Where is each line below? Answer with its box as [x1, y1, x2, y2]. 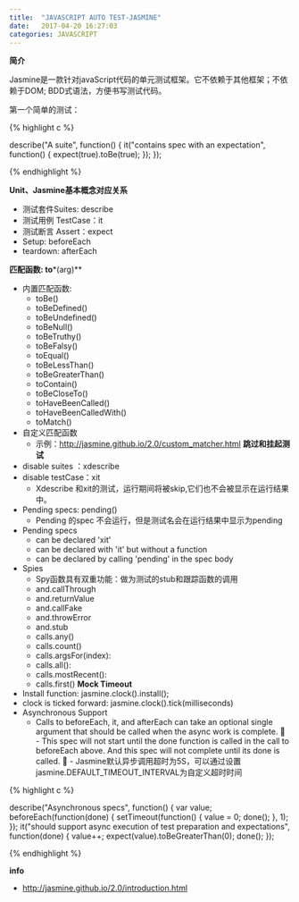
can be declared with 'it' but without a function [35, 544, 208, 555]
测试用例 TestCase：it [21, 215, 104, 226]
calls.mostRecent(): [35, 670, 107, 680]
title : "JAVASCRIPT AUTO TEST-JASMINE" [9, 13, 162, 22]
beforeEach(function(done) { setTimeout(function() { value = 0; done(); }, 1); [9, 812, 288, 822]
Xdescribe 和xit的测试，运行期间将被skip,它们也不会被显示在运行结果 [35, 484, 290, 494]
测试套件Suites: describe [21, 204, 114, 215]
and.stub [35, 622, 69, 633]
